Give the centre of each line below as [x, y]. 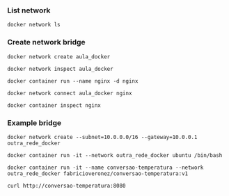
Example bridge [34, 122]
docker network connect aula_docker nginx [70, 93]
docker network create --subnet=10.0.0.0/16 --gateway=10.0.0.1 [102, 137]
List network [29, 10]
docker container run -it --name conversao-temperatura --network [105, 168]
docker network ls [34, 25]
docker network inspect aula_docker [60, 69]
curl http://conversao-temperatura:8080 [67, 186]
